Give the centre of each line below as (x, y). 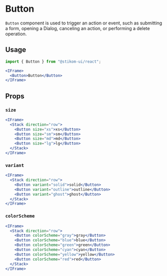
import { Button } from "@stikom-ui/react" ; (53, 62)
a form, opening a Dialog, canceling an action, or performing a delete (78, 28)
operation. (16, 34)
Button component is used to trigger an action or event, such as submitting (84, 23)
